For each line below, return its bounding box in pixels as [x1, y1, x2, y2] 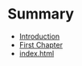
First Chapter [18, 39, 64, 49]
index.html [18, 48, 55, 58]
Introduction [18, 31, 60, 41]
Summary [7, 5, 74, 23]
